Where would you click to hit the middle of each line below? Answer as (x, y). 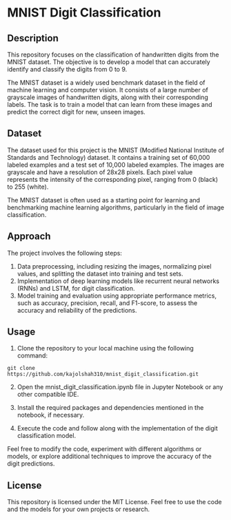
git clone (21, 368)
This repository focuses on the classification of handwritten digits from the (113, 54)
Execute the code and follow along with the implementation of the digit (118, 428)
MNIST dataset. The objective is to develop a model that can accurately (109, 62)
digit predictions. (31, 464)
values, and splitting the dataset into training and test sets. (100, 273)
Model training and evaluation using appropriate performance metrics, (117, 295)
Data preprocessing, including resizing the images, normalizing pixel (114, 266)
